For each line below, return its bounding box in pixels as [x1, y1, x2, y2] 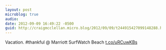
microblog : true [5, 12, 39, 17]
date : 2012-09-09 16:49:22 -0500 [5, 21, 74, 26]
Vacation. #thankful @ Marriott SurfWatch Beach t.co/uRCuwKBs [5, 39, 137, 45]
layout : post [5, 7, 32, 12]
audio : [5, 16, 19, 21]
